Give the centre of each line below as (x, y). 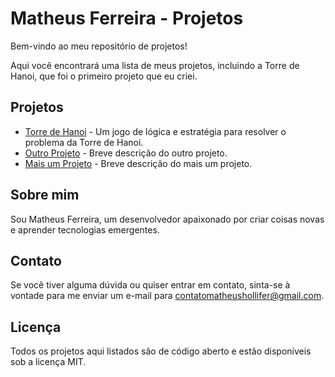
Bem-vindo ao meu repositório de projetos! (99, 46)
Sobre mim (45, 195)
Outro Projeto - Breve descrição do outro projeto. (126, 153)
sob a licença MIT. (48, 362)
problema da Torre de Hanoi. (84, 142)
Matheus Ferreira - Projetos (127, 18)
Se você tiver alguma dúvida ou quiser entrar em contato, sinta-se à (150, 285)
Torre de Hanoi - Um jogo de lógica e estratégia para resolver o (155, 131)
